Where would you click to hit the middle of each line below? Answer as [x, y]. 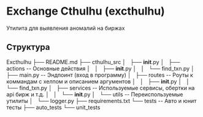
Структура [28, 47]
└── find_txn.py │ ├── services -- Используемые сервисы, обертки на [101, 88]
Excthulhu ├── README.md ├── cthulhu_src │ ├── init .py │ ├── [93, 62]
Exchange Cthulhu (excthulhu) [86, 11]
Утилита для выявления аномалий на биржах [66, 28]
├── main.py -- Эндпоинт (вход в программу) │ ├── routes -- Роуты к [100, 75]
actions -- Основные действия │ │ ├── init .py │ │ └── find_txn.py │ [101, 68]
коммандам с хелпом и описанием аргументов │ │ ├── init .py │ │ [98, 81]
